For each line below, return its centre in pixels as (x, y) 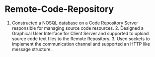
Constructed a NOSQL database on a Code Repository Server (75, 23)
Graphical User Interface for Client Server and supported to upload (80, 33)
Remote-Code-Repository (59, 9)
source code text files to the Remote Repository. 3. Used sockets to (81, 39)
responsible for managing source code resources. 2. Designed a (77, 28)
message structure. (32, 49)
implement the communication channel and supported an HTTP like (81, 44)
